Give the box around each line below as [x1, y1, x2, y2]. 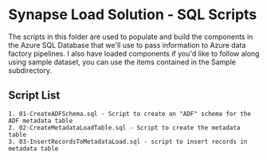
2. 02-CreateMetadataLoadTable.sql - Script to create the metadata [8, 123, 241, 132]
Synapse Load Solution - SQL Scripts [8, 6, 257, 24]
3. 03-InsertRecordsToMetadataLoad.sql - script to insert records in [8, 138, 248, 145]
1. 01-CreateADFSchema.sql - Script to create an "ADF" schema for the [8, 110, 251, 118]
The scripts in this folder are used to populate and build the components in [8, 32, 253, 41]
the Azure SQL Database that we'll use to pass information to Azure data [8, 40, 246, 49]
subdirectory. [8, 65, 53, 75]
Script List [8, 89, 61, 103]
